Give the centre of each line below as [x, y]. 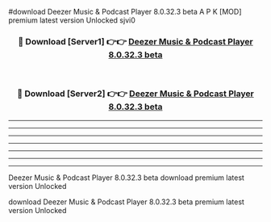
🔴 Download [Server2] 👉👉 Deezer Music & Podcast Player [135, 94]
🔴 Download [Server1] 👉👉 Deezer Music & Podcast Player [135, 41]
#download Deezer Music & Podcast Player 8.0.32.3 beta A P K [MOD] [125, 12]
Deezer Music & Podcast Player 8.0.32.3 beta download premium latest [126, 178]
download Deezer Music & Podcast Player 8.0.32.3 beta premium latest [126, 202]
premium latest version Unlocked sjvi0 [72, 20]
